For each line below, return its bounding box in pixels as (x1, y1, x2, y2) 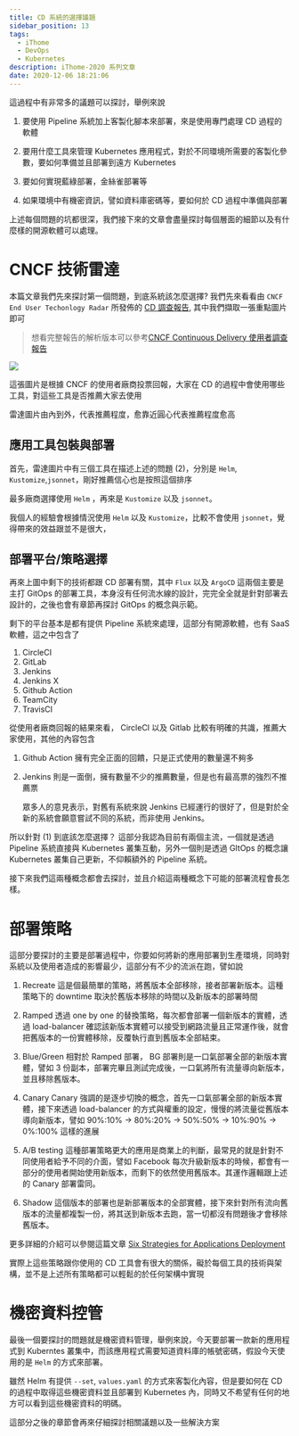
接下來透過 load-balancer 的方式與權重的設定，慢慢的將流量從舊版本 (37, 1103, 289, 1115)
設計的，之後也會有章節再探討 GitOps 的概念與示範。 (9, 599, 203, 610)
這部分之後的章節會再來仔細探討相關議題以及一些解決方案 (9, 1417, 220, 1428)
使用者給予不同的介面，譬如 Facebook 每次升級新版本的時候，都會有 (29, 1156, 282, 1167)
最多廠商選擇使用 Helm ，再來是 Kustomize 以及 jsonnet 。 (9, 492, 217, 504)
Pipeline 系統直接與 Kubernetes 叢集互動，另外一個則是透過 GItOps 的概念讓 (9, 843, 289, 854)
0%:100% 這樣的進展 (21, 1126, 100, 1137)
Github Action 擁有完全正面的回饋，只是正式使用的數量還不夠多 (21, 753, 255, 763)
